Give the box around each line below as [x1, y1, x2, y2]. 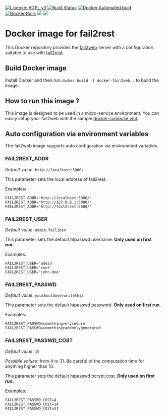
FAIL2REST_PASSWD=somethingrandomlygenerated [5, 326, 101, 331]
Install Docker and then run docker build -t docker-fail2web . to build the [5, 77, 159, 83]
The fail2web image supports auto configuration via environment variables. [5, 143, 159, 149]
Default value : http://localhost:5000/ [5, 166, 84, 172]
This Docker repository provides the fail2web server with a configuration [5, 44, 154, 50]
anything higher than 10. [5, 363, 55, 369]
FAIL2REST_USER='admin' [5, 261, 55, 266]
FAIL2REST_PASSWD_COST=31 [5, 406, 58, 411]
